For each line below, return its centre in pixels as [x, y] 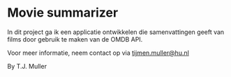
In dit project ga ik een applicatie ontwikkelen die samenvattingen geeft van [116, 32]
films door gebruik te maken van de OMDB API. [75, 39]
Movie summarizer [63, 13]
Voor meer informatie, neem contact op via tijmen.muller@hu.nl [98, 53]
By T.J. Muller [27, 66]
